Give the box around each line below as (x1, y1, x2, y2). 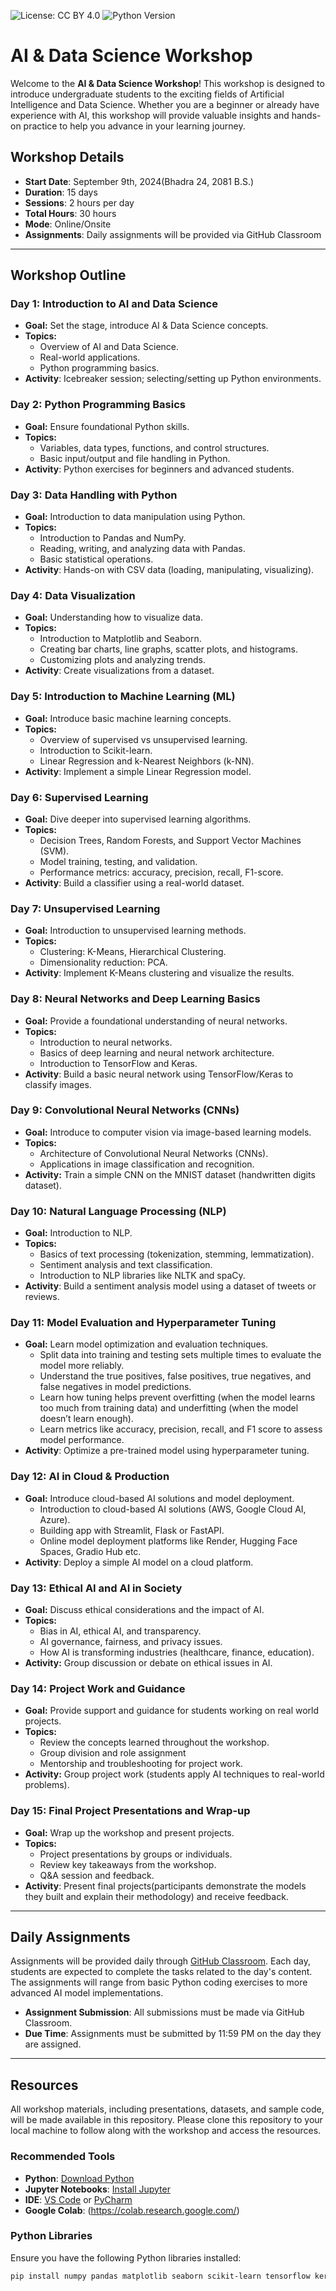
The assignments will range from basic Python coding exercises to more (10, 1976, 308, 1989)
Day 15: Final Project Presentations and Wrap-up (10, 1804, 251, 1818)
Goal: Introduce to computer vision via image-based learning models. (24, 1126, 312, 1138)
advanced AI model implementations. (10, 1987, 164, 1999)
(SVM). (39, 845, 70, 857)
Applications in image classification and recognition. (39, 1158, 255, 1170)
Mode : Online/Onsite (24, 218, 112, 230)
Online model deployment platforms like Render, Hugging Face (39, 1535, 298, 1547)
